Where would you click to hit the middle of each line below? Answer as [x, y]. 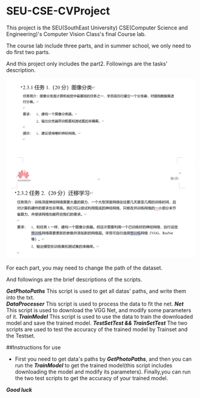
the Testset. [21, 336]
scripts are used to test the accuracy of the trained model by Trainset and [97, 329]
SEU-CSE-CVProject [58, 11]
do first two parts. [28, 52]
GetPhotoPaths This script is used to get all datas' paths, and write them [96, 291]
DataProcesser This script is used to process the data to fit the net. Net [95, 304]
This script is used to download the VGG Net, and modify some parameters [99, 310]
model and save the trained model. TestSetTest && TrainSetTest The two [97, 323]
